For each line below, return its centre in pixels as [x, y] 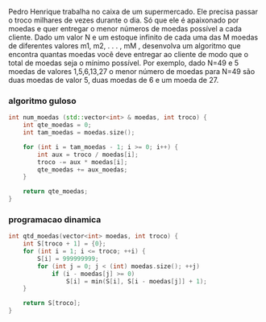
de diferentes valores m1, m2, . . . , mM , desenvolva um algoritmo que [125, 46]
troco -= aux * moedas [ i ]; [83, 162]
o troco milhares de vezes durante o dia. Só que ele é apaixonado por [124, 20]
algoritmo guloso [42, 101]
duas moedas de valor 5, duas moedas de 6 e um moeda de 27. [114, 80]
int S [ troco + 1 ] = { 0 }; [64, 244]
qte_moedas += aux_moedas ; [83, 169]
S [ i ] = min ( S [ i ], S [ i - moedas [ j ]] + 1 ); [137, 281]
